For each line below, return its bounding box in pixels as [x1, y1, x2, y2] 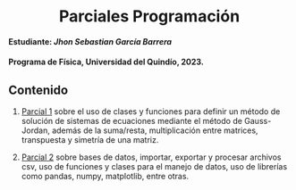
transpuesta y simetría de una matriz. [21, 135, 159, 145]
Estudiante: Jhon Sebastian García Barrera [8, 36, 172, 46]
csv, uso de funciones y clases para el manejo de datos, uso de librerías [21, 161, 288, 172]
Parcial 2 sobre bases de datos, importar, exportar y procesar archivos [21, 152, 282, 162]
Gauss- [244, 116, 272, 127]
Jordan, [21, 125, 50, 136]
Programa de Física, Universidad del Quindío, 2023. [8, 56, 205, 68]
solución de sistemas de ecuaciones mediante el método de [21, 116, 243, 127]
